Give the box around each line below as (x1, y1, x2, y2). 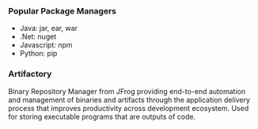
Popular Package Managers (8, 6, 117, 17)
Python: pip (19, 49, 58, 59)
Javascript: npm (19, 40, 73, 50)
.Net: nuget (19, 32, 57, 41)
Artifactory (8, 69, 52, 80)
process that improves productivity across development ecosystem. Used (8, 103, 249, 112)
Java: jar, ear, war (19, 24, 78, 33)
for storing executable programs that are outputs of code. (8, 112, 196, 121)
